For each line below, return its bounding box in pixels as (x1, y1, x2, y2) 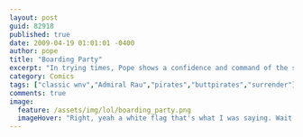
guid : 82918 (9, 22, 54, 31)
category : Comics (9, 72, 75, 81)
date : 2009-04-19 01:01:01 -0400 (9, 38, 135, 48)
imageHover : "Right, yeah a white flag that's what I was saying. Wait (17, 114, 293, 123)
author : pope (9, 47, 59, 56)
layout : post (9, 13, 59, 23)
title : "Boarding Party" (9, 55, 103, 64)
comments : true (9, 88, 67, 97)
